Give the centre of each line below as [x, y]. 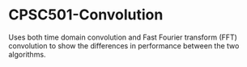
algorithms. [27, 54]
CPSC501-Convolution [86, 15]
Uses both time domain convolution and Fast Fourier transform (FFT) [123, 37]
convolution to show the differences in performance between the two [124, 45]
